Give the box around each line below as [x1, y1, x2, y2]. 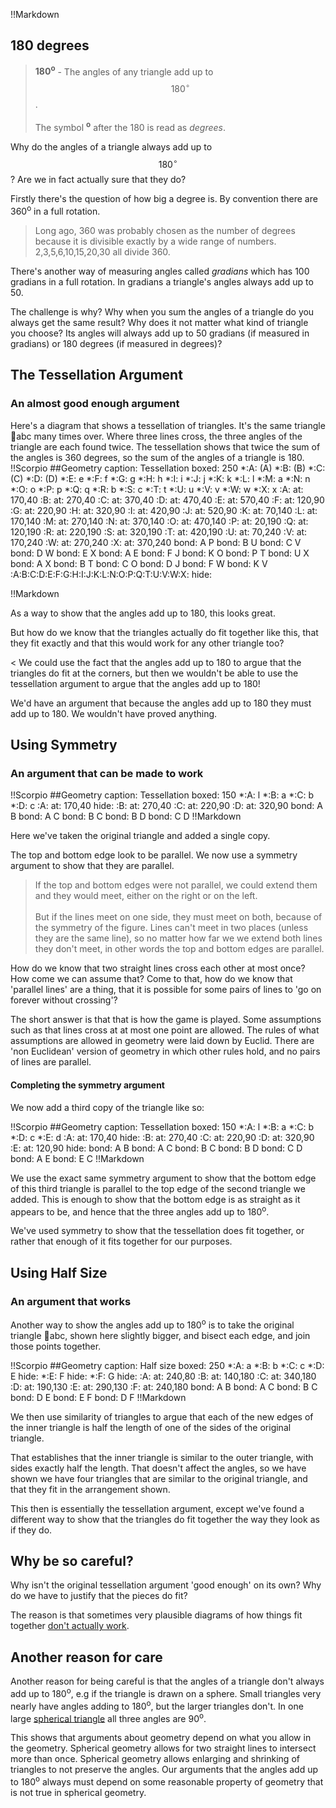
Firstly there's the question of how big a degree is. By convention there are [10, 193, 318, 205]
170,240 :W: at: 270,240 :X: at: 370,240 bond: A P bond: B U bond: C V [10, 536, 302, 548]
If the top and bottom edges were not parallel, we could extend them [34, 879, 318, 891]
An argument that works [10, 1294, 132, 1308]
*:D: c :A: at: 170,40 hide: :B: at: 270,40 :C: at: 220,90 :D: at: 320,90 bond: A [10, 800, 323, 812]
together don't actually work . [10, 1620, 130, 1632]
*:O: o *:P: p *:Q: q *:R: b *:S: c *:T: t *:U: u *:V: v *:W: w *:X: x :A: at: [10, 483, 304, 495]
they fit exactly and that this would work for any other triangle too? [10, 637, 285, 649]
